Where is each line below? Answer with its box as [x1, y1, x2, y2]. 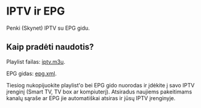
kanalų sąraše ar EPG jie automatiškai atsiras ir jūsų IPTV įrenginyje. [6, 94, 176, 101]
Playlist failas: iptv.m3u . [6, 58, 66, 65]
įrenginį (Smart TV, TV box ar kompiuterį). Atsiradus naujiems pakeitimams [6, 88, 192, 95]
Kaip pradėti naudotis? [6, 42, 94, 52]
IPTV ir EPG [6, 4, 66, 18]
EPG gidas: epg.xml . [6, 70, 57, 77]
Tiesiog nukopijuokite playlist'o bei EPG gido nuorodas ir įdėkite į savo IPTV [6, 81, 195, 89]
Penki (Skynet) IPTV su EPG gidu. [6, 24, 90, 32]
